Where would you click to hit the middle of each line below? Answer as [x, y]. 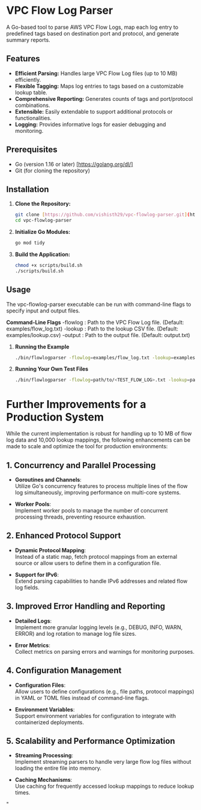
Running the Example [42, 347]
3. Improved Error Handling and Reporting [86, 607]
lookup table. [31, 92]
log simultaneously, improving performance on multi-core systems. [98, 493]
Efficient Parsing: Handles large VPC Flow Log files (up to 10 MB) [96, 73]
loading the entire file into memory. [58, 768]
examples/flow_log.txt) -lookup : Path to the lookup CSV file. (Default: [92, 329]
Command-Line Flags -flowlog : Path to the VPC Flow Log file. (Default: [95, 322]
